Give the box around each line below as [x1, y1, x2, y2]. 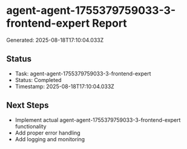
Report [91, 16, 127, 30]
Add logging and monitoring [15, 135, 85, 142]
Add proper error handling [15, 129, 80, 136]
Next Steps [6, 100, 49, 110]
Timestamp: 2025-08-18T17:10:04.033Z [15, 83, 115, 90]
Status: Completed [15, 76, 62, 83]
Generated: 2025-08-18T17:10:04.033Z [6, 36, 104, 43]
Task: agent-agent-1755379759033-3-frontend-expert [15, 70, 151, 77]
